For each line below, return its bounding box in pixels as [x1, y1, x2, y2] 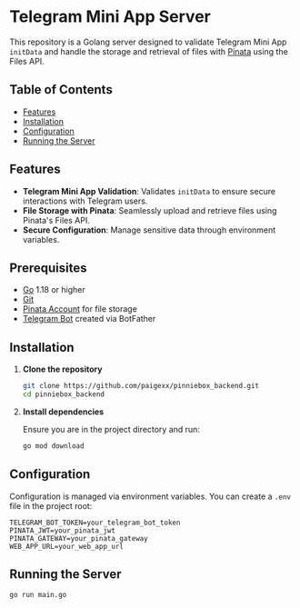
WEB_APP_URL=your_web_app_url [9, 542, 125, 551]
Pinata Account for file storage [22, 304, 138, 314]
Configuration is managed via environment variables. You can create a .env [9, 491, 291, 502]
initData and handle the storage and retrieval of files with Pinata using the [9, 45, 288, 56]
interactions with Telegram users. [22, 195, 148, 206]
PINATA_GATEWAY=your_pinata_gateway [9, 533, 148, 543]
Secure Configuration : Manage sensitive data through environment [22, 224, 276, 235]
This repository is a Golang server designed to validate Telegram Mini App [9, 36, 287, 47]
